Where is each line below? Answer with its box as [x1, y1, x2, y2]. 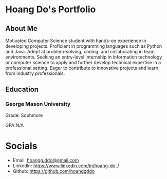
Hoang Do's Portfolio [5, 4, 96, 15]
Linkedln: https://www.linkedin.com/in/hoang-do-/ [12, 163, 119, 169]
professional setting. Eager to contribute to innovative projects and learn [5, 65, 158, 71]
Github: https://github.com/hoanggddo [12, 168, 95, 174]
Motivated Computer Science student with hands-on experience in [5, 37, 146, 44]
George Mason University [5, 101, 71, 108]
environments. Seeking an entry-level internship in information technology [5, 54, 162, 60]
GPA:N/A [5, 122, 24, 128]
